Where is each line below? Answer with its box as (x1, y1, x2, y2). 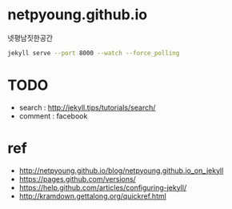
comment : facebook (18, 111, 88, 121)
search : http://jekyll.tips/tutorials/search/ (18, 102, 156, 112)
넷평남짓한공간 (7, 33, 54, 42)
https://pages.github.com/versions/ (18, 174, 137, 183)
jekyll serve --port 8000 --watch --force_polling (7, 49, 180, 57)
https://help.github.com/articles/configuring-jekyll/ (18, 183, 187, 192)
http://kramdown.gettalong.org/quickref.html (18, 191, 167, 201)
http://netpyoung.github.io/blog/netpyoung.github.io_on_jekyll (18, 166, 224, 175)
